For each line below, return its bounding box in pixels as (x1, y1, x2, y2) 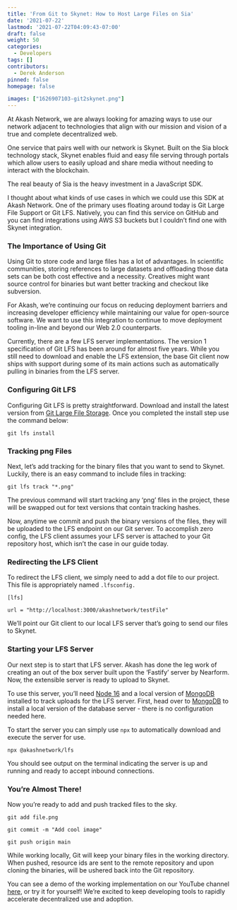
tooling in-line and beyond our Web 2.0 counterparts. (7, 323, 162, 332)
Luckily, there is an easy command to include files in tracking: (7, 469, 187, 478)
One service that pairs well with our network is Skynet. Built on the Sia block (7, 144, 229, 152)
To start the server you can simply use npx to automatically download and (7, 725, 221, 734)
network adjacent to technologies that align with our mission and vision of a (7, 122, 227, 131)
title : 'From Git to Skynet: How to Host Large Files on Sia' (7, 10, 194, 18)
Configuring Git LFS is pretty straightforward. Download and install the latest (7, 401, 229, 409)
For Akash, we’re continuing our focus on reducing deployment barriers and (7, 301, 228, 310)
